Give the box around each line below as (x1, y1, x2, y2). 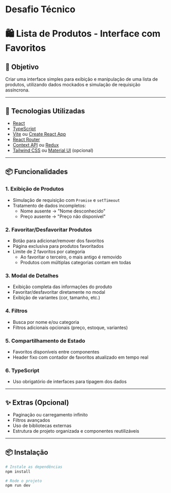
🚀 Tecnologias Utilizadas (5, 106, 85, 115)
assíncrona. (5, 87, 30, 93)
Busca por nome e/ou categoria (12, 319, 79, 325)
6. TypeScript (5, 367, 40, 374)
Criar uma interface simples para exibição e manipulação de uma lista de (5, 76, 158, 82)
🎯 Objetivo (5, 62, 39, 71)
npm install (5, 469, 31, 474)
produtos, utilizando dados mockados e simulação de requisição (5, 82, 141, 88)
